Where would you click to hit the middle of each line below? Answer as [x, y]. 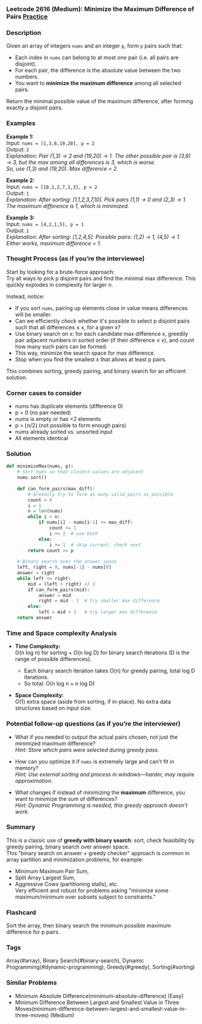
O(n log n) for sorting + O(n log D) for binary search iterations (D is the [102, 653]
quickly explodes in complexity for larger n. [60, 285]
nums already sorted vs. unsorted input [64, 432]
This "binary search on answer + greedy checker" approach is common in [98, 853]
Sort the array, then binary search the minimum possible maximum [89, 926]
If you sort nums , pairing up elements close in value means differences [101, 308]
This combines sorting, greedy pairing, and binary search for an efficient [96, 371]
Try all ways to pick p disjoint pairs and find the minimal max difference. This [101, 278]
